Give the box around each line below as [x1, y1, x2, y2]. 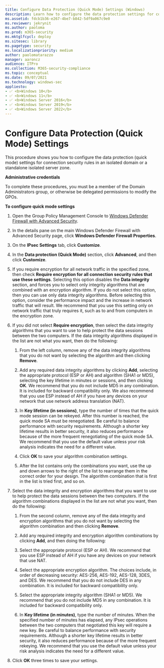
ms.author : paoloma [5, 25, 45, 30]
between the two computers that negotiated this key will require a [19, 622, 152, 628]
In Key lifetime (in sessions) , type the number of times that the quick [19, 408, 159, 413]
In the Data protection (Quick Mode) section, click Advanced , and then [12, 252, 157, 257]
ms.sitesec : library [5, 39, 47, 44]
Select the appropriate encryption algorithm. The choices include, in [19, 567, 157, 573]
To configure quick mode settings [5, 203, 75, 209]
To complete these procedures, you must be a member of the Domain [5, 183, 145, 189]
